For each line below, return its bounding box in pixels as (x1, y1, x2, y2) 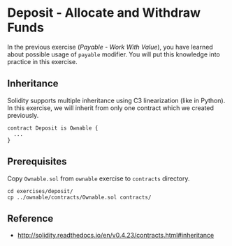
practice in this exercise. (7, 57, 78, 66)
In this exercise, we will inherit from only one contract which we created (7, 103, 215, 112)
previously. (7, 111, 39, 119)
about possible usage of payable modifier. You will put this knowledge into (7, 50, 220, 59)
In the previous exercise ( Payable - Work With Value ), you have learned (7, 43, 213, 51)
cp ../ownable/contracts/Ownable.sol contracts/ (7, 194, 152, 201)
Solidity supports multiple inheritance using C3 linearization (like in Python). (7, 96, 226, 105)
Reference (7, 213, 54, 224)
